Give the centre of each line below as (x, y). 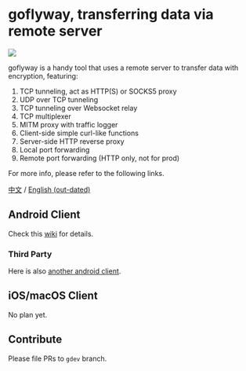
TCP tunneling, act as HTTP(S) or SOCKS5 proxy (98, 91)
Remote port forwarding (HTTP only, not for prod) (99, 158)
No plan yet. (28, 314)
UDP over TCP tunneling (59, 99)
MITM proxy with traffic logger (69, 124)
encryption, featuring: (43, 75)
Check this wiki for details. (51, 233)
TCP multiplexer (45, 116)
